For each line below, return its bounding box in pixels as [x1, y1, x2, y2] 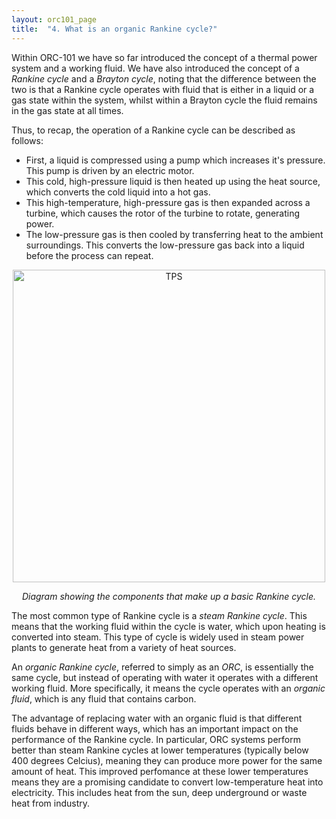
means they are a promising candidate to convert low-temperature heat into [11, 776, 324, 788]
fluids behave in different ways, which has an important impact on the [11, 722, 299, 735]
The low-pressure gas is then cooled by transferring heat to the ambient [25, 228, 324, 240]
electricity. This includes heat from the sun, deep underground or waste [11, 786, 308, 798]
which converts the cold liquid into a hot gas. [25, 186, 211, 198]
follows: [11, 134, 44, 146]
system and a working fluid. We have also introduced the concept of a [11, 62, 300, 74]
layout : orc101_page [11, 14, 98, 25]
